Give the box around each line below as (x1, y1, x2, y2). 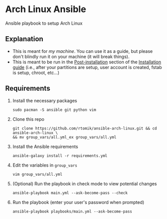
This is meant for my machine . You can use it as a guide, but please (12, 48, 153, 54)
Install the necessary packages (12, 97, 77, 104)
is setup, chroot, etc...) (12, 69, 59, 76)
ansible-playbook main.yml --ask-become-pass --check (12, 190, 128, 195)
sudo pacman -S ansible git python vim (12, 107, 97, 112)
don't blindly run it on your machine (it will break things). (12, 53, 130, 59)
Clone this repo (12, 116, 44, 122)
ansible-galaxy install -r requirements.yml (12, 153, 108, 158)
